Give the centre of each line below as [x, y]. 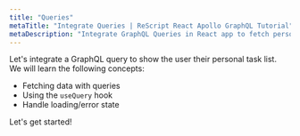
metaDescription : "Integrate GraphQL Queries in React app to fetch [139, 34]
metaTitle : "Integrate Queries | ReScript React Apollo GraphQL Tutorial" [151, 26]
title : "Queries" [42, 17]
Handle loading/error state [71, 105]
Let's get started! [41, 122]
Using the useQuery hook [67, 95]
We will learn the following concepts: [77, 68]
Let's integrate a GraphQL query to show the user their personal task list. [143, 60]
